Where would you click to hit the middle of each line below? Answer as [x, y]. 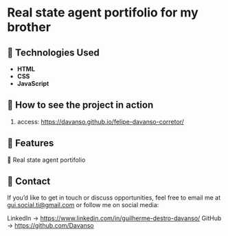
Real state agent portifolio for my [103, 13]
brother [29, 27]
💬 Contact [29, 181]
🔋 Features [31, 143]
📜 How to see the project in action [80, 105]
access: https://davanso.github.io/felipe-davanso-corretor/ [100, 121]
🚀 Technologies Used [53, 52]
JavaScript [33, 83]
